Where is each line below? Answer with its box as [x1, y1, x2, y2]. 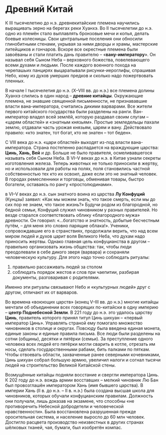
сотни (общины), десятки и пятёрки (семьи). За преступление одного [5, 336, 153, 342]
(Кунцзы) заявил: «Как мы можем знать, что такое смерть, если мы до [5, 196, 156, 202]
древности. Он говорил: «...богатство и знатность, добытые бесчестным [5, 217, 160, 223]
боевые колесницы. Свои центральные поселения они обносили [5, 36, 143, 42]
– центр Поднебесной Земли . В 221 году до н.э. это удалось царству [5, 309, 153, 315]
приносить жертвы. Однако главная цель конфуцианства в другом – [5, 238, 150, 244]
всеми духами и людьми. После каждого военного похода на [5, 62, 136, 68]
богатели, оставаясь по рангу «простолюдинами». [5, 181, 113, 187]
